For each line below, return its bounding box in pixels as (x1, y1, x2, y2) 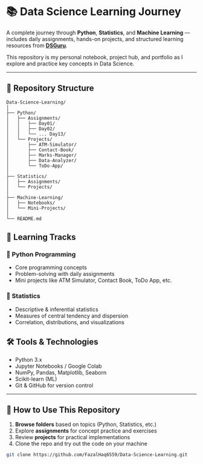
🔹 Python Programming (6, 250, 76, 259)
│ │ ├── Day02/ (6, 125, 56, 132)
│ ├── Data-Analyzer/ (6, 157, 77, 163)
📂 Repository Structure (6, 83, 94, 94)
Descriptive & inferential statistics (14, 306, 98, 313)
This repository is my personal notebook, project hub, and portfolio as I (6, 53, 183, 60)
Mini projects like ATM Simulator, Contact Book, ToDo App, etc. (14, 276, 172, 284)
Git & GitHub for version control (14, 382, 94, 389)
